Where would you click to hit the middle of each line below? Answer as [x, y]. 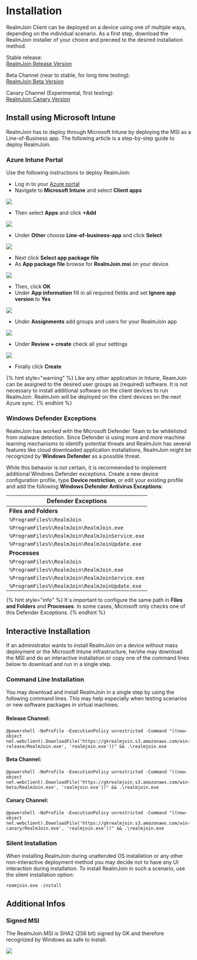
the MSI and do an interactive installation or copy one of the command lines [98, 658]
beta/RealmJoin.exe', [33, 787]
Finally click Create [38, 366]
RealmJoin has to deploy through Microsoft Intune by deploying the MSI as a [98, 132]
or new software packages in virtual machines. [63, 705]
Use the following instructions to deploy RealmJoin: [68, 173]
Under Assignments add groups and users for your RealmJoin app [96, 322]
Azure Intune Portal [34, 159]
